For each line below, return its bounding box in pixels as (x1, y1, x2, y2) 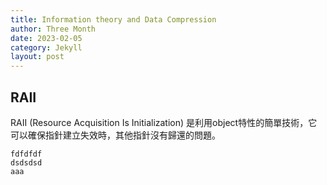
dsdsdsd (10, 157, 43, 168)
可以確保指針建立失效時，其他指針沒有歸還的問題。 (10, 129, 221, 141)
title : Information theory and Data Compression (10, 14, 217, 25)
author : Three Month (10, 24, 97, 34)
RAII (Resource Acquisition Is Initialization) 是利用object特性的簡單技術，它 (10, 116, 318, 128)
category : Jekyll (10, 42, 83, 53)
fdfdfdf (10, 149, 43, 159)
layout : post (10, 52, 65, 62)
